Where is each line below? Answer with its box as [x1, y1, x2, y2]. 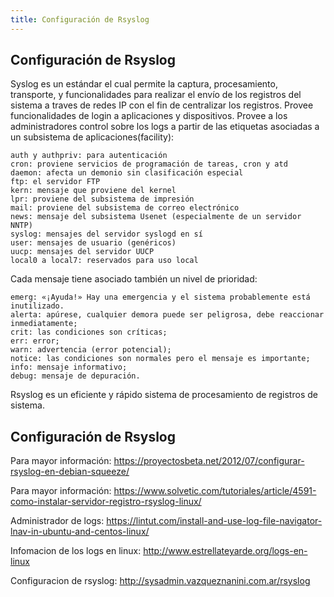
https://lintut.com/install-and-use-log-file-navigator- [106, 515, 323, 527]
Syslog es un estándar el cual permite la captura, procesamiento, [10, 78, 278, 90]
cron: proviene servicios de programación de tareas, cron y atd [10, 159, 288, 170]
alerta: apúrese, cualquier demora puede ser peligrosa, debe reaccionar [10, 310, 325, 320]
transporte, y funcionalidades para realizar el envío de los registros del [10, 89, 302, 101]
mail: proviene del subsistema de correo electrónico [10, 203, 240, 213]
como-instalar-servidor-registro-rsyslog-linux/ [10, 496, 202, 508]
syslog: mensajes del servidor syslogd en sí [10, 229, 203, 240]
